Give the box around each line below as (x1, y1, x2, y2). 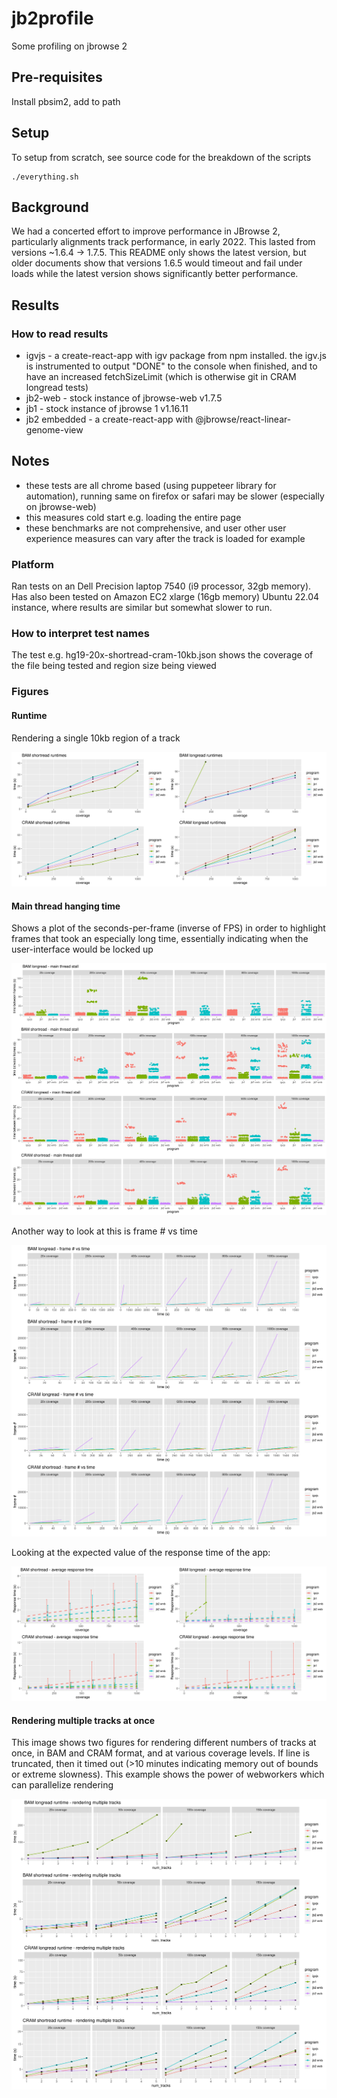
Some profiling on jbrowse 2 (11, 40, 128, 52)
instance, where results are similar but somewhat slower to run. (11, 602, 273, 614)
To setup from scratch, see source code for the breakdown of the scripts (11, 151, 312, 163)
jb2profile (11, 7, 94, 30)
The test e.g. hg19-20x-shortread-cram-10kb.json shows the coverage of (11, 649, 314, 661)
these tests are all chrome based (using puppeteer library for (25, 479, 277, 491)
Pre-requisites (11, 69, 103, 86)
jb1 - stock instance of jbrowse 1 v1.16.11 (25, 403, 189, 415)
